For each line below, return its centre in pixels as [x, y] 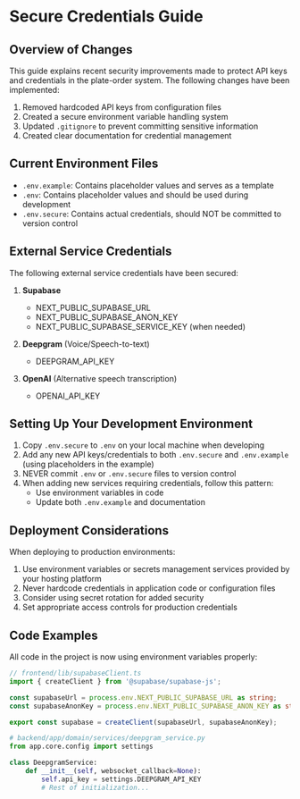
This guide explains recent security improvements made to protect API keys [148, 71]
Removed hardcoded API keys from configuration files [121, 107]
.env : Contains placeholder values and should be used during [135, 195]
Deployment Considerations [89, 530]
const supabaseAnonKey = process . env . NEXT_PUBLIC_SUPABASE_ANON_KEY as [145, 706]
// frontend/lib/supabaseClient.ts [75, 673]
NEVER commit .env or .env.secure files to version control [129, 474]
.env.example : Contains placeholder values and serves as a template [148, 185]
